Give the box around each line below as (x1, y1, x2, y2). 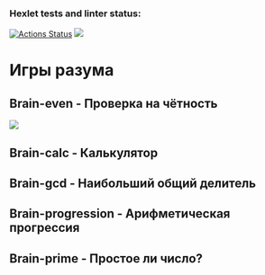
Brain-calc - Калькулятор (9, 145, 159, 160)
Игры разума (9, 60, 114, 81)
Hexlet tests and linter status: (9, 7, 142, 20)
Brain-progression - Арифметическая (9, 206, 231, 222)
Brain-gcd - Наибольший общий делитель (9, 176, 257, 191)
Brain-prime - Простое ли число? (9, 251, 203, 266)
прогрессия (9, 220, 80, 235)
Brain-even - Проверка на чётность (9, 95, 218, 111)
